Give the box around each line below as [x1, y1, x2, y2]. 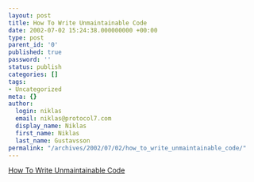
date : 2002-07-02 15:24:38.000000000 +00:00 [8, 26, 158, 34]
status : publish [8, 63, 62, 71]
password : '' [8, 56, 52, 64]
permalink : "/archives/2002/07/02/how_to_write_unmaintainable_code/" [8, 144, 247, 152]
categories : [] [8, 70, 59, 78]
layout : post [8, 11, 52, 20]
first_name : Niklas [15, 129, 80, 137]
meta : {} [8, 93, 37, 100]
